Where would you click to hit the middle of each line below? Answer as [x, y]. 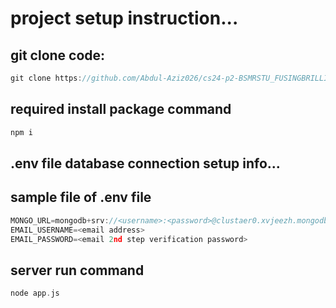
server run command [77, 270]
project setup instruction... [124, 18]
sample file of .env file [81, 197]
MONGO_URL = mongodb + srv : [60, 220]
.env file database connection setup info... [145, 163]
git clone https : [46, 78]
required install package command [121, 109]
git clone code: [58, 55]
